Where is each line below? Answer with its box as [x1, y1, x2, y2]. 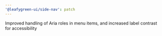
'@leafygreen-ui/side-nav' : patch [5, 7, 76, 12]
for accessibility [5, 25, 38, 31]
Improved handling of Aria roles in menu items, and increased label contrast [5, 20, 158, 26]
